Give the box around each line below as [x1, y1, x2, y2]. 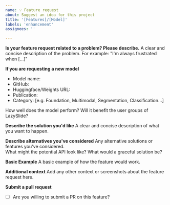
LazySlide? [5, 113, 29, 119]
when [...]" [5, 56, 28, 62]
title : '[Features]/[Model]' [5, 17, 68, 22]
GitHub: [12, 81, 29, 87]
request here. [5, 174, 34, 180]
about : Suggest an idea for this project [5, 12, 95, 17]
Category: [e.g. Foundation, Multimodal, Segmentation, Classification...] [12, 98, 164, 104]
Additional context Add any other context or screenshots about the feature [5, 169, 164, 175]
